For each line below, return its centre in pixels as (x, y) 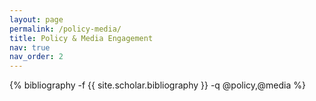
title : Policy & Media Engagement (81, 38)
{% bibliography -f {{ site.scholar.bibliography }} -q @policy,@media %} (157, 85)
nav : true (30, 47)
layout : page (36, 19)
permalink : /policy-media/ (65, 29)
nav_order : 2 (36, 57)
